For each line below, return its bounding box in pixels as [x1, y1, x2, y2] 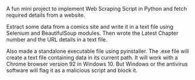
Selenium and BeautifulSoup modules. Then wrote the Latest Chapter [6, 29, 179, 37]
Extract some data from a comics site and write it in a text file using [6, 23, 174, 30]
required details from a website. [6, 11, 86, 19]
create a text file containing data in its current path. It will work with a [6, 54, 178, 61]
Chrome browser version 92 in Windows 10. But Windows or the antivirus [6, 60, 188, 67]
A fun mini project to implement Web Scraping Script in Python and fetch [6, 5, 187, 12]
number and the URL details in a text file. [6, 36, 107, 43]
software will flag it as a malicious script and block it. [6, 67, 138, 74]
